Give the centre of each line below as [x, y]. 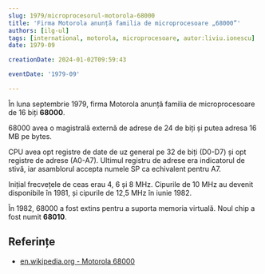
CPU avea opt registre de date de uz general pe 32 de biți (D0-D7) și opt [127, 152]
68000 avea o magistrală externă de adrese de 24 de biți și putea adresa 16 [132, 128]
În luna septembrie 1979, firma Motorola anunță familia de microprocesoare [132, 104]
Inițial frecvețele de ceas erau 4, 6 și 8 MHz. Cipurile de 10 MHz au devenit [131, 184]
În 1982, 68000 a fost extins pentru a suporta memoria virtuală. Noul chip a [132, 208]
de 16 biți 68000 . [37, 112]
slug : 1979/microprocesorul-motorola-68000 [82, 16]
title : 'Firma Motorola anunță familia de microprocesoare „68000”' [125, 23]
